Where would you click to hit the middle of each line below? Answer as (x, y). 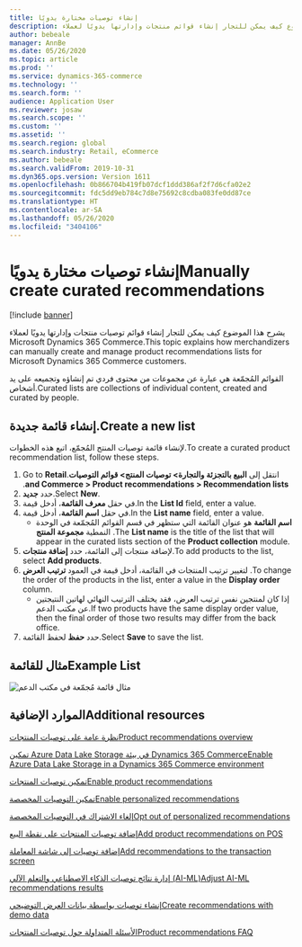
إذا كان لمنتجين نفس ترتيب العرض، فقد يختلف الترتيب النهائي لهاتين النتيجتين (163, 599)
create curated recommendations (137, 290)
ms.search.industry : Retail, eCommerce (84, 151)
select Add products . (62, 561)
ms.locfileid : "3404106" (56, 227)
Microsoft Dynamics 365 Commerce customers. (98, 362)
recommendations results (57, 888)
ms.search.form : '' (46, 93)
